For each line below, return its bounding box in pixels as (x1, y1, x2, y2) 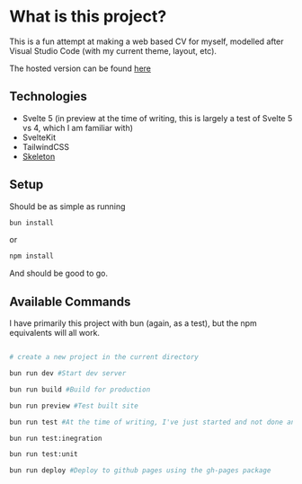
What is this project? (9, 6, 167, 27)
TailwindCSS (22, 141, 70, 152)
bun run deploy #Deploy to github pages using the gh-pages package (9, 466, 271, 475)
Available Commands (9, 294, 131, 309)
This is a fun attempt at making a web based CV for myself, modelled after (9, 36, 285, 47)
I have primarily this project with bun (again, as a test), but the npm (9, 318, 258, 329)
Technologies (9, 89, 88, 104)
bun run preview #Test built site (9, 401, 139, 410)
